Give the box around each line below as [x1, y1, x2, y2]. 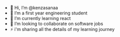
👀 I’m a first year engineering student [10, 10, 88, 16]
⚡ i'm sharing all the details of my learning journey [10, 26, 115, 32]
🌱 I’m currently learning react [10, 15, 71, 21]
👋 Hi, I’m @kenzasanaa [10, 5, 58, 10]
